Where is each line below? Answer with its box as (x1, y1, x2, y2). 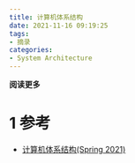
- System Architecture (9, 54, 93, 63)
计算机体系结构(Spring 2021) (21, 144, 126, 154)
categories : (9, 46, 53, 55)
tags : (9, 29, 29, 38)
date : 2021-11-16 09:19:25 (9, 21, 109, 30)
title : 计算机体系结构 (9, 12, 84, 22)
